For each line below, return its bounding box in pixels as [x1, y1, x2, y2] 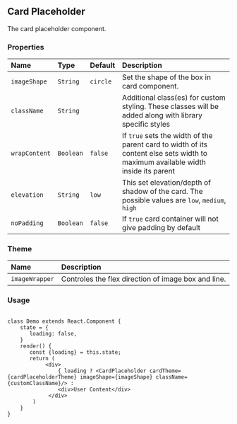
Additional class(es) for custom [122, 93, 226, 103]
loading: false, [29, 330, 78, 337]
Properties [7, 42, 44, 52]
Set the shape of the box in [122, 72, 212, 82]
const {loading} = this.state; [29, 348, 121, 356]
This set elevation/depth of [122, 178, 212, 188]
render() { [20, 343, 52, 350]
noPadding [11, 219, 44, 227]
